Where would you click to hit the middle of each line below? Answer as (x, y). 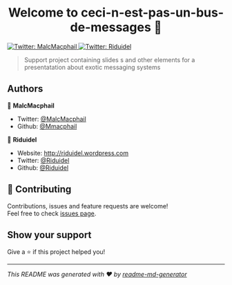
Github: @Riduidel (43, 168)
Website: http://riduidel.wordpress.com (73, 153)
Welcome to (43, 13)
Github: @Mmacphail (47, 126)
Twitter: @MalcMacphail (51, 119)
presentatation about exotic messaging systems (92, 67)
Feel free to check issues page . (52, 213)
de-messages (111, 27)
